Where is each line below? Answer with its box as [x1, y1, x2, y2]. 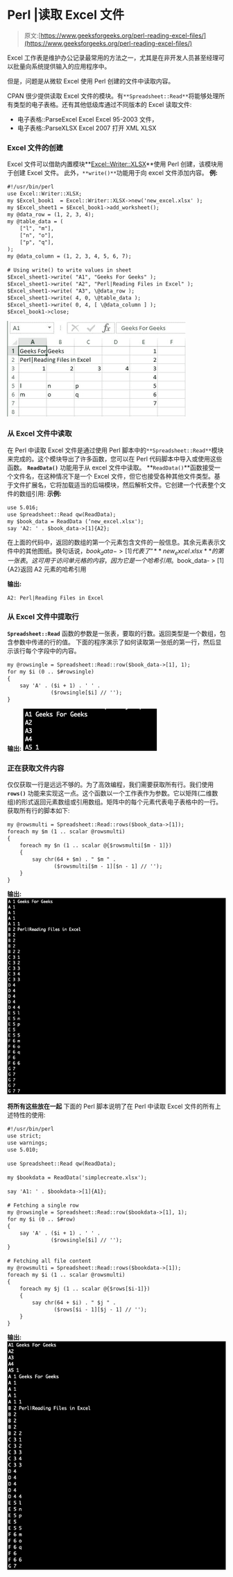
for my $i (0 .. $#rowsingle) [7, 668, 95, 675]
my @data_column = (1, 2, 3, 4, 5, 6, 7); [7, 253, 132, 260]
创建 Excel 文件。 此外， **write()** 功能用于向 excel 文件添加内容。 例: [12, 169, 218, 177]
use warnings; [7, 1139, 49, 1146]
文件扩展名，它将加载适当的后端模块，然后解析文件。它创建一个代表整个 [12, 481, 220, 489]
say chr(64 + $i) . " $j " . [32, 1299, 116, 1306]
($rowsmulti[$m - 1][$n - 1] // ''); [53, 863, 163, 870]
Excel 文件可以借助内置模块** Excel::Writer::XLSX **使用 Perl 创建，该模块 [7, 160, 217, 168]
